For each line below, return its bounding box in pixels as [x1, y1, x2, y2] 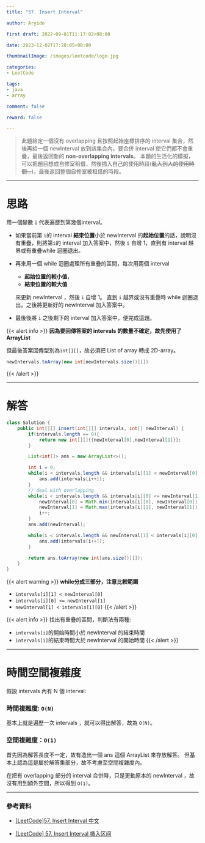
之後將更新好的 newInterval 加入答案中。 [26, 301, 128, 309]
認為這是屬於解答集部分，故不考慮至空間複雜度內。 [16, 759, 145, 766]
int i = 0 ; [28, 464, 56, 471]
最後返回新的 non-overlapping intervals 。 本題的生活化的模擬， [32, 152, 194, 160]
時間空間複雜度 [6, 666, 82, 680]
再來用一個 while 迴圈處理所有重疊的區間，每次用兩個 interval [15, 260, 170, 267]
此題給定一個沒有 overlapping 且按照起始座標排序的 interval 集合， [21, 137, 189, 144]
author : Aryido [6, 20, 45, 26]
